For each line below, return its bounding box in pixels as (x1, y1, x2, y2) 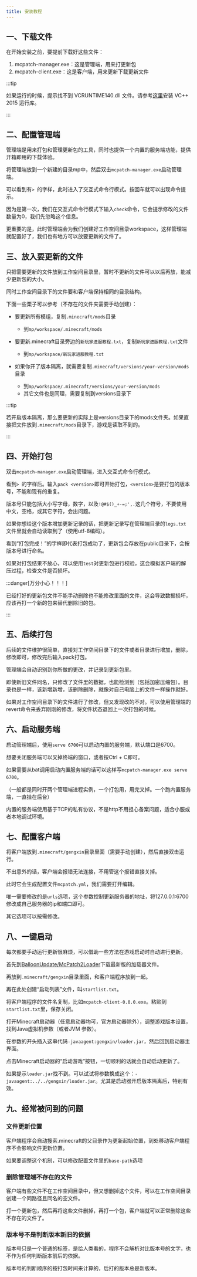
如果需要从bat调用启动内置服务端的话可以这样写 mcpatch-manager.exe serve (6, 766, 188, 773)
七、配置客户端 (6, 831, 60, 842)
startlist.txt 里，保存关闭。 (6, 1005, 77, 1012)
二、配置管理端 (6, 130, 60, 140)
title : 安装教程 (6, 8, 42, 15)
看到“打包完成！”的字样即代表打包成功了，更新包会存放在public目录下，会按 (6, 540, 190, 547)
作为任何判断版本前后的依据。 (11, 1252, 83, 1259)
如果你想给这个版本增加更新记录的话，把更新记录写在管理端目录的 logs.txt (6, 520, 186, 527)
